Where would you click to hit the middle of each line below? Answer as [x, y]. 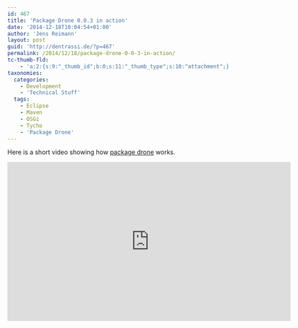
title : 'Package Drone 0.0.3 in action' [68, 20]
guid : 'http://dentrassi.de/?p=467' [61, 47]
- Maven [31, 112]
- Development [41, 86]
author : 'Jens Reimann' [42, 34]
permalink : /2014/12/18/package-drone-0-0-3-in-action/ [91, 54]
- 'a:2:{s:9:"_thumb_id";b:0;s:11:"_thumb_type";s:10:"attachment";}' [126, 66]
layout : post [27, 40]
